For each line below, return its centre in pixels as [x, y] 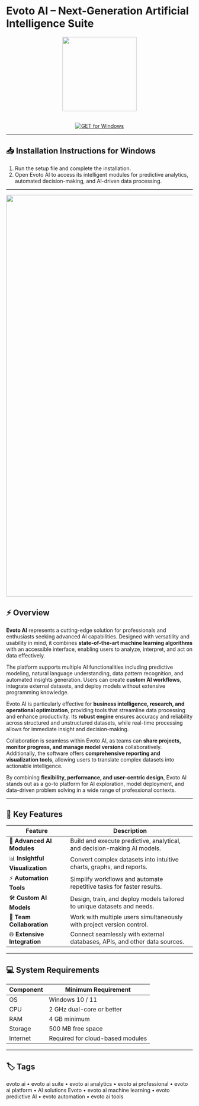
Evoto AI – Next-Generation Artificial [97, 11]
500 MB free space [76, 1029]
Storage [20, 1029]
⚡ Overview [28, 613]
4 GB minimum [69, 1019]
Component [26, 990]
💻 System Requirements [53, 970]
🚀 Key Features [35, 814]
